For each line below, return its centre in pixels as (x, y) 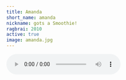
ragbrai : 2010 (24, 29)
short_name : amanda (31, 18)
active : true (23, 35)
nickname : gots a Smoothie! (42, 23)
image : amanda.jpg (30, 40)
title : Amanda (24, 12)
